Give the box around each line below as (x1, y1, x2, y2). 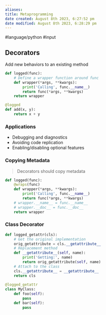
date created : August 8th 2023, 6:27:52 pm (5, 16, 95, 21)
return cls (14, 273, 36, 278)
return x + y (14, 112, 40, 117)
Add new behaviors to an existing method (5, 62, 88, 68)
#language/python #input (5, 34, 56, 40)
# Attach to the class (14, 264, 60, 269)
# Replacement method (14, 246, 57, 251)
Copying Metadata (5, 157, 50, 164)
